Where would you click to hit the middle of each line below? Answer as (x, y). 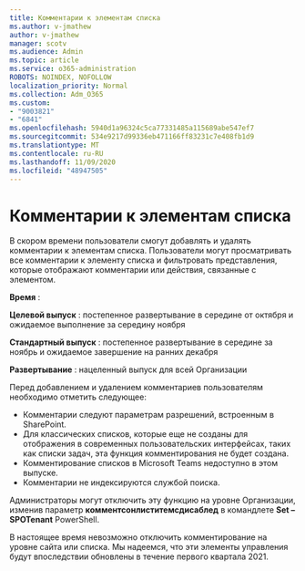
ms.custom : (30, 103)
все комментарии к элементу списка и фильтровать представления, (143, 260)
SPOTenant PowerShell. (55, 520)
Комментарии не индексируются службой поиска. (121, 483)
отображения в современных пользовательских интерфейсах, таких (157, 444)
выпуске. (41, 473)
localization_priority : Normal (69, 86)
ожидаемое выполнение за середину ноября (97, 325)
